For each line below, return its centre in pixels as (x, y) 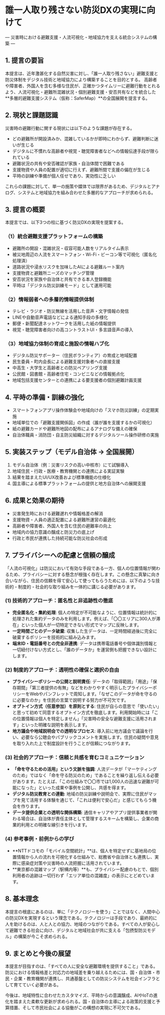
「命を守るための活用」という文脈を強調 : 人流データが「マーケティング (84, 769)
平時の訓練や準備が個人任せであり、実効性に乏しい (64, 176)
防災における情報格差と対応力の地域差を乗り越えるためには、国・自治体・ (81, 972)
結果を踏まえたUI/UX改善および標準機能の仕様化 (61, 477)
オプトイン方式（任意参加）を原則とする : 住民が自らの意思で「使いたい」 (86, 707)
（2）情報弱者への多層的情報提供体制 (50, 299)
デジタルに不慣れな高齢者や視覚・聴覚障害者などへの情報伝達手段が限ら (85, 151)
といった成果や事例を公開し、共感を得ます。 (83, 788)
